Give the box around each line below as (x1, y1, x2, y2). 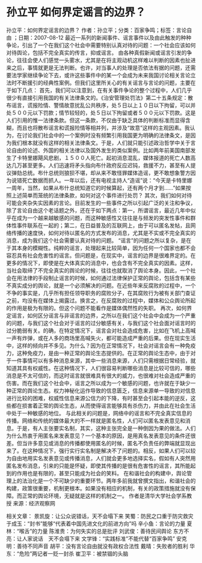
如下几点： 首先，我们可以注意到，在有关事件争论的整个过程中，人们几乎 (11, 87, 192, 94)
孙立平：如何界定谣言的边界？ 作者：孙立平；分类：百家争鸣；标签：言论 (6, 26, 187, 34)
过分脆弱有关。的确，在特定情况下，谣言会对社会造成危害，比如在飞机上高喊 (6, 327, 196, 334)
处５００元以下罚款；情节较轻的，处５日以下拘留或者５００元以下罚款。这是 (6, 109, 196, 116)
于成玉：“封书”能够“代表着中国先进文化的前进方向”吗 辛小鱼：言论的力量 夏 (6, 520, 192, 527)
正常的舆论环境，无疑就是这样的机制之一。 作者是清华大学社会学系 (22, 492, 187, 499)
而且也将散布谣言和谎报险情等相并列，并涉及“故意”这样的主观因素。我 (16, 124, 191, 131)
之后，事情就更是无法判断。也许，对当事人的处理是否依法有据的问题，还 (11, 64, 191, 71)
